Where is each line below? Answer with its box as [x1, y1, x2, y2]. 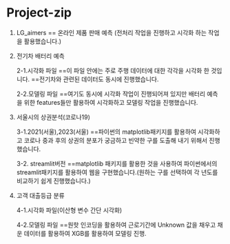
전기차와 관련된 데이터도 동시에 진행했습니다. [39, 74, 159, 83]
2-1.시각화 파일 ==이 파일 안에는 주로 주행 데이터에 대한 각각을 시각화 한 [16, 66, 209, 74]
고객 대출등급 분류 [16, 191, 65, 199]
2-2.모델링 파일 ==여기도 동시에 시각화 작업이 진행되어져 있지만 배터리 [16, 90, 206, 98]
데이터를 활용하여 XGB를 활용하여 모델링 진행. [23, 229, 147, 237]
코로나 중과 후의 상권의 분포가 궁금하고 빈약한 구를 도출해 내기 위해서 [23, 136, 208, 144]
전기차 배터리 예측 [16, 52, 65, 60]
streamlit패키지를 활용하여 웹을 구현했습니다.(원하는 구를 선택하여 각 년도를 [16, 167, 218, 176]
